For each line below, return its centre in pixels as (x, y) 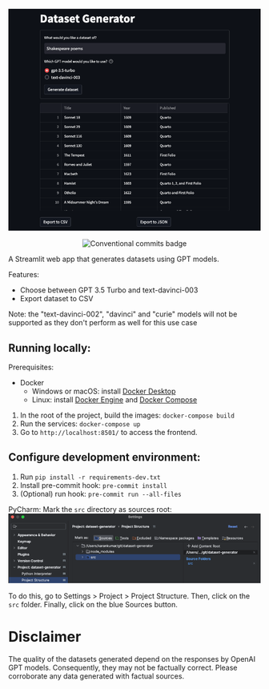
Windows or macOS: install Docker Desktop (104, 391)
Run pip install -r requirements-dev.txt (90, 477)
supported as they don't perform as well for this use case (103, 323)
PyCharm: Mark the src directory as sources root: (90, 509)
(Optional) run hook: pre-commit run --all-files (100, 494)
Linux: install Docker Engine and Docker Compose (114, 400)
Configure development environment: (104, 457)
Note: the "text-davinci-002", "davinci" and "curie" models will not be (123, 314)
